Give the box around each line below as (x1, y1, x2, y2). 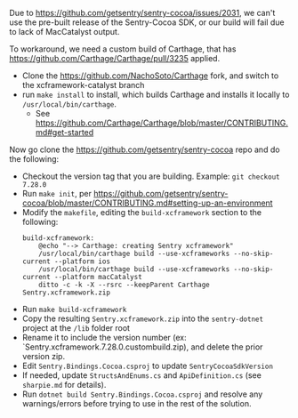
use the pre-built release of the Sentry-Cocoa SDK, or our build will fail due (9, 17, 285, 28)
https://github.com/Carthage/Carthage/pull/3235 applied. (9, 53, 221, 63)
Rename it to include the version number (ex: (21, 333, 187, 342)
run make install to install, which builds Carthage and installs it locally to (21, 89, 290, 100)
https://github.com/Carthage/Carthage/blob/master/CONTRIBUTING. (35, 117, 289, 128)
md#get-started (35, 127, 94, 137)
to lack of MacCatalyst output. (9, 27, 120, 36)
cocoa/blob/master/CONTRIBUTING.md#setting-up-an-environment (21, 197, 273, 208)
